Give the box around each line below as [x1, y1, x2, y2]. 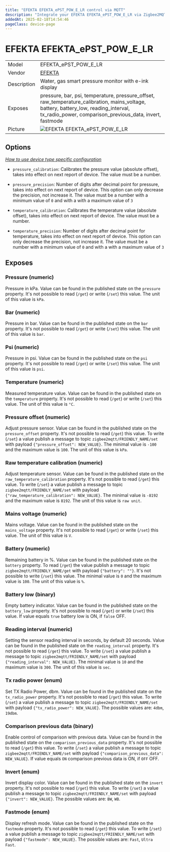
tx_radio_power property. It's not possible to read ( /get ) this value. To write [5, 693, 162, 700]
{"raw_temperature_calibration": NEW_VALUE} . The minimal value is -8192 [5, 492, 158, 498]
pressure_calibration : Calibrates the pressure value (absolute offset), [12, 166, 159, 172]
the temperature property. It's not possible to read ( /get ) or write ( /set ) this [5, 396, 162, 402]
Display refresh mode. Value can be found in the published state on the [5, 820, 153, 826]
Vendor [8, 69, 25, 76]
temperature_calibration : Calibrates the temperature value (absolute [12, 207, 157, 213]
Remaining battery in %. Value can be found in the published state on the [5, 557, 158, 563]
